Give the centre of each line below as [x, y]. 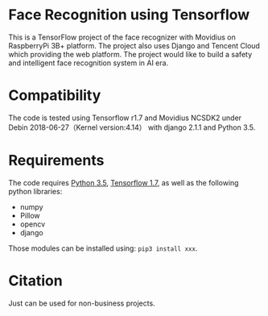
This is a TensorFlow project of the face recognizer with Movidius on [122, 37]
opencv [33, 224]
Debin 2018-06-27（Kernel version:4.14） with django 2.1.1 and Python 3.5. [132, 127]
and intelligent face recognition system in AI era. [89, 63]
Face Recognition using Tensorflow [129, 15]
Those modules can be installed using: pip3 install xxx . [103, 248]
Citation [35, 281]
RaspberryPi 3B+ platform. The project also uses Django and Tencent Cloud [134, 45]
